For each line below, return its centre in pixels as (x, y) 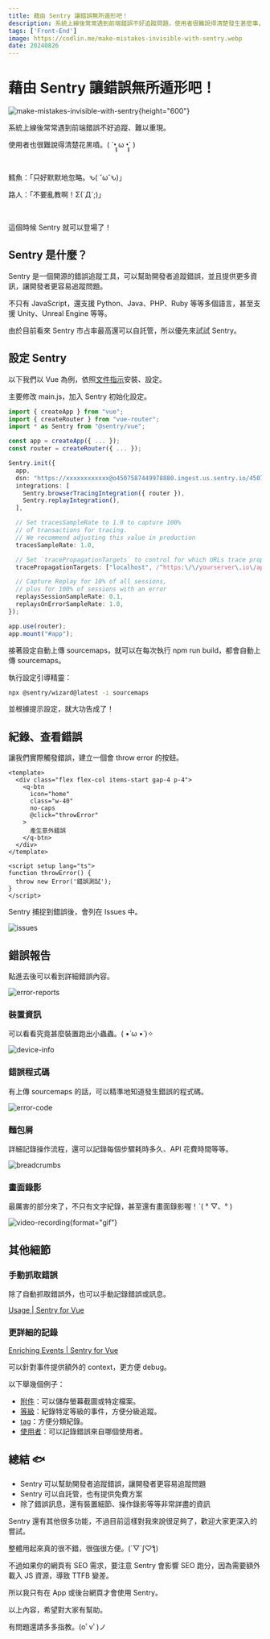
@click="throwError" (64, 815)
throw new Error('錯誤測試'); (64, 882)
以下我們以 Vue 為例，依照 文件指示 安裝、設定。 (87, 379)
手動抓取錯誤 (33, 1275)
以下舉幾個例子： (37, 1384)
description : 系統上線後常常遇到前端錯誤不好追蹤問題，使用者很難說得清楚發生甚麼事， (137, 23)
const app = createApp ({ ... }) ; (64, 441)
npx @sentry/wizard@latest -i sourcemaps (79, 693)
